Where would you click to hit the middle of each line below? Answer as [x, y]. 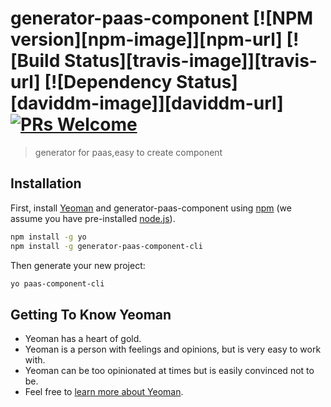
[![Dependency [108, 82]
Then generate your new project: [78, 265]
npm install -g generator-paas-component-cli [106, 246]
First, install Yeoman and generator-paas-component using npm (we [151, 208]
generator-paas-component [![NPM [162, 18]
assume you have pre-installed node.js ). [93, 218]
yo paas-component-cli [57, 283]
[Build [35, 61]
